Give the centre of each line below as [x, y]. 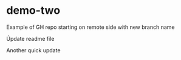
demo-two [33, 10]
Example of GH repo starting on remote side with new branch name [90, 27]
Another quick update [33, 50]
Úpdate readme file [30, 38]
